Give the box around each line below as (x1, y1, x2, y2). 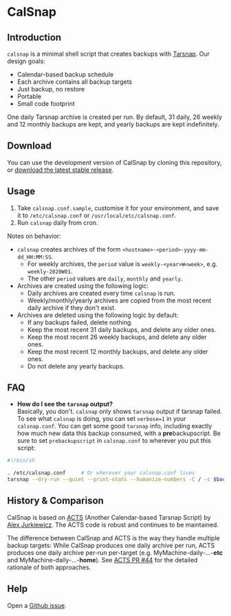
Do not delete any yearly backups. (27, 362, 125, 370)
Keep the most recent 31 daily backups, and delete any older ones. (27, 325, 217, 333)
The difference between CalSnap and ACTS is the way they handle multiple (7, 533, 220, 542)
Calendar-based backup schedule (16, 70, 114, 78)
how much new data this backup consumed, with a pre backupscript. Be (16, 429, 221, 437)
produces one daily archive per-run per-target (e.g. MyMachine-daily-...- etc (7, 548, 223, 557)
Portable (16, 92, 42, 100)
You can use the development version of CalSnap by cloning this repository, (7, 158, 222, 166)
